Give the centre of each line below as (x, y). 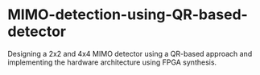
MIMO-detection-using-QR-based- (128, 15)
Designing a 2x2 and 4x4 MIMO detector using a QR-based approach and (130, 53)
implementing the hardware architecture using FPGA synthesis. (112, 62)
